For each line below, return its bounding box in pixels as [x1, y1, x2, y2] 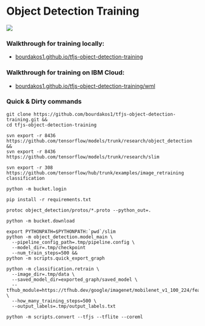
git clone [6, 111, 32, 117]
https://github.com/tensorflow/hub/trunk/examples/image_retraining [6, 169, 184, 176]
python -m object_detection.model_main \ [6, 233, 113, 240]
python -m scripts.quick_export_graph [6, 255, 105, 261]
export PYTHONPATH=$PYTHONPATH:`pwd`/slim [6, 229, 116, 235]
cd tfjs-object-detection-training [6, 122, 97, 128]
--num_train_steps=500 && [12, 250, 78, 256]
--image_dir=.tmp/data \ [12, 271, 75, 277]
